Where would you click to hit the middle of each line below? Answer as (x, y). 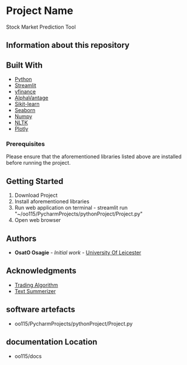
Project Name (40, 11)
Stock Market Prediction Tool (41, 27)
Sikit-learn (27, 104)
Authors (21, 239)
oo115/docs (28, 356)
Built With (24, 65)
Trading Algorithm (36, 285)
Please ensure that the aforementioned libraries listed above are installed (94, 157)
